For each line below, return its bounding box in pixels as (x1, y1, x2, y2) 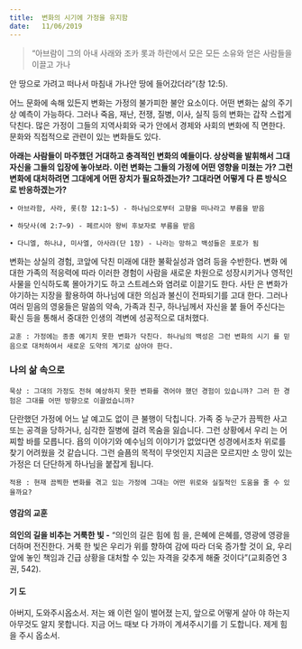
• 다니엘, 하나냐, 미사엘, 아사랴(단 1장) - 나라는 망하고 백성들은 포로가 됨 (9, 238, 260, 248)
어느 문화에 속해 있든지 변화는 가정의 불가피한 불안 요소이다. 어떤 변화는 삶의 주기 (9, 97, 293, 108)
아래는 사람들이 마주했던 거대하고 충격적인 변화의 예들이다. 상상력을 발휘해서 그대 (9, 150, 290, 161)
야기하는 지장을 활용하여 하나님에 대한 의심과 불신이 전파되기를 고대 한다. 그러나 (9, 290, 288, 301)
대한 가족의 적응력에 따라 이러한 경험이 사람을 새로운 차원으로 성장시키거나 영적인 (9, 267, 294, 278)
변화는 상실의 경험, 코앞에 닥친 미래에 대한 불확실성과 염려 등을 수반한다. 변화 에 (9, 255, 288, 266)
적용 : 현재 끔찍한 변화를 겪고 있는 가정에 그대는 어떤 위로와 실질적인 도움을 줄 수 (9, 477, 280, 487)
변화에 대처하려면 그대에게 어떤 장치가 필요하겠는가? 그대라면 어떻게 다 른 (9, 172, 263, 183)
